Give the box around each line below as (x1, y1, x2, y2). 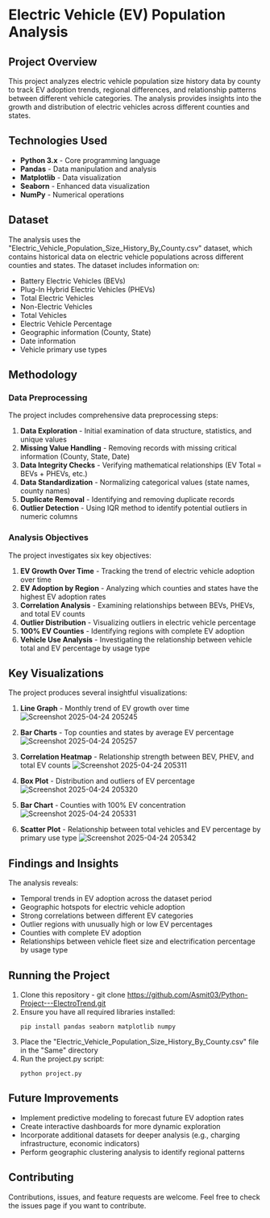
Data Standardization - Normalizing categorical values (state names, (19, 478, 250, 488)
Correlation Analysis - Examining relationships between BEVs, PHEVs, (19, 600, 255, 610)
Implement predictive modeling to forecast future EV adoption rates (19, 1112, 244, 1123)
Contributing (8, 1170, 74, 1184)
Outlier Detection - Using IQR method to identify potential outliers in (19, 503, 247, 513)
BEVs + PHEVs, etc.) (19, 469, 88, 479)
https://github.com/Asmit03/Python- (127, 990, 248, 1000)
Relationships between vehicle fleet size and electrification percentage (19, 936, 255, 946)
